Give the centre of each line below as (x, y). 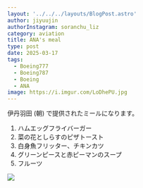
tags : (15, 60)
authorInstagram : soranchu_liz (53, 27)
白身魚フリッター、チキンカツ (61, 146)
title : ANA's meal (34, 40)
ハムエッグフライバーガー (55, 128)
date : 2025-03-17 (33, 54)
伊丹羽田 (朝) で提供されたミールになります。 (73, 113)
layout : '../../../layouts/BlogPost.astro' (72, 14)
